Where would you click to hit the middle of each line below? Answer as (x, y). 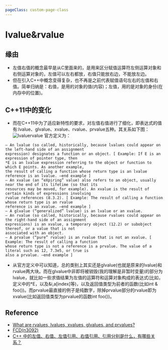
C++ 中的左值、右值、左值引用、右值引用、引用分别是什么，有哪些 (81, 336)
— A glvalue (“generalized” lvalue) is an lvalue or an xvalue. (74, 211)
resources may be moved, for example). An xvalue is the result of (77, 189)
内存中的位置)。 (29, 93)
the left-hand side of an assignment (45, 150)
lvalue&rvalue (35, 34)
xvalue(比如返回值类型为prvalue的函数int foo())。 (63, 297)
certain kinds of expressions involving (48, 194)
